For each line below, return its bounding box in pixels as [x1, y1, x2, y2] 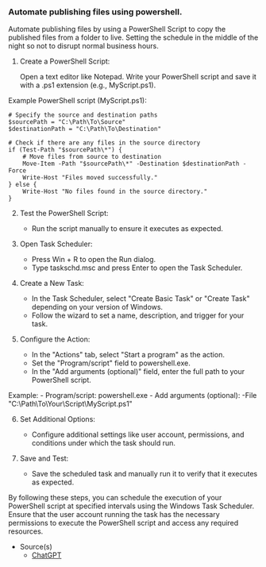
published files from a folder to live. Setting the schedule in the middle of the [8, 33, 259, 42]
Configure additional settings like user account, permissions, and [31, 430, 245, 439]
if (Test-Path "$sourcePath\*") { [8, 146, 123, 154]
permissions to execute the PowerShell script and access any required [8, 519, 239, 528]
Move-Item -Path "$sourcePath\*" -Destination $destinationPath [22, 160, 240, 168]
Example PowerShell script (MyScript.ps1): [8, 96, 147, 106]
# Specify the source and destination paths [8, 111, 158, 119]
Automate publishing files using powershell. [8, 6, 183, 17]
